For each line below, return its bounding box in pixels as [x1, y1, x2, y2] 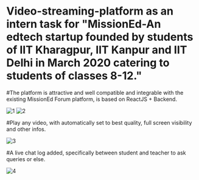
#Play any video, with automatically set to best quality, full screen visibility [6, 119, 192, 126]
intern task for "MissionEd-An [6, 17, 161, 31]
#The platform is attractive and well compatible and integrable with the [6, 89, 184, 96]
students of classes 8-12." [6, 69, 142, 83]
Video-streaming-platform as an [6, 4, 173, 18]
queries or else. [6, 155, 46, 162]
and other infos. [6, 125, 46, 133]
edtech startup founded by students [6, 30, 194, 44]
